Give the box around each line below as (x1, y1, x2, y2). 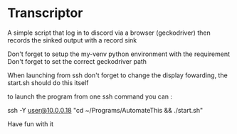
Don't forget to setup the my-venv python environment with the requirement (7, 50, 230, 58)
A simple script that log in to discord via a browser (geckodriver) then (7, 28, 211, 37)
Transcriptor (7, 5, 83, 21)
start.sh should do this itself (7, 78, 89, 86)
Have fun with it (7, 119, 54, 128)
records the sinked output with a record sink (7, 35, 137, 44)
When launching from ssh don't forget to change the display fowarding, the (7, 71, 228, 79)
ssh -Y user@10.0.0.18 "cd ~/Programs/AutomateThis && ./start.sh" (7, 106, 204, 114)
